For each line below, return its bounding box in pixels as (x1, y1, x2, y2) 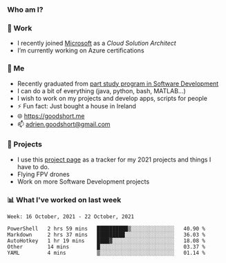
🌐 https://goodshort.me (17, 112, 85, 120)
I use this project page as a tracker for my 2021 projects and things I (17, 155, 211, 164)
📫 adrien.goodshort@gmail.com (17, 119, 111, 128)
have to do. (17, 162, 50, 171)
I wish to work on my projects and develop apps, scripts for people (17, 94, 207, 102)
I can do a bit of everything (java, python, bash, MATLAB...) (17, 86, 187, 95)
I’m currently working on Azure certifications (17, 46, 144, 55)
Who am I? (7, 5, 44, 14)
